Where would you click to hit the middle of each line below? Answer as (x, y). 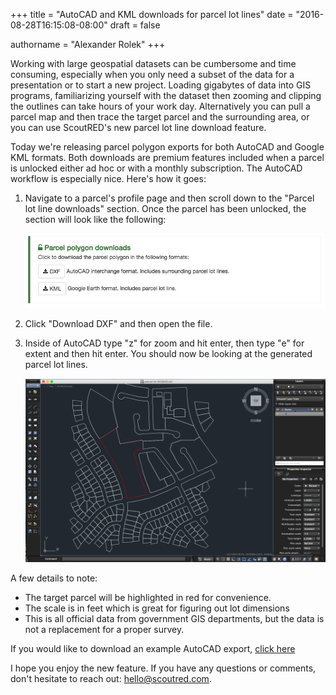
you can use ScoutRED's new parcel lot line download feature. (138, 127)
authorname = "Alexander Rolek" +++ (88, 44)
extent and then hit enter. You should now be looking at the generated (168, 354)
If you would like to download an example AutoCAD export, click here (153, 648)
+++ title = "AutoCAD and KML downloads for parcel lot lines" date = (152, 14)
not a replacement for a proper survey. (104, 629)
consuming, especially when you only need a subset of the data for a (152, 74)
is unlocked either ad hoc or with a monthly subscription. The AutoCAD (156, 168)
